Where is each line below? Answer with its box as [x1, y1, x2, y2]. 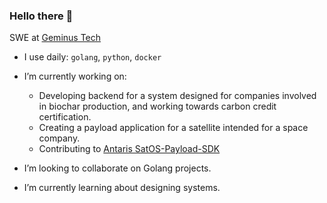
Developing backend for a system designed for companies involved [38, 90, 317, 102]
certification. [38, 111, 92, 123]
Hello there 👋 [9, 9, 74, 23]
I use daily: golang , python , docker [23, 51, 162, 63]
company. [38, 132, 81, 144]
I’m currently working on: [23, 70, 127, 83]
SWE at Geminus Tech [9, 32, 102, 44]
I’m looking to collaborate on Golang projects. [23, 162, 212, 174]
